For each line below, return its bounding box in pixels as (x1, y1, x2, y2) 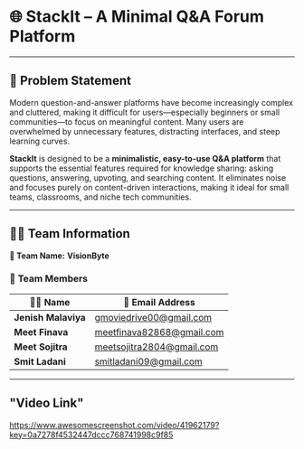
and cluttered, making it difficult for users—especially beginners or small (9, 107, 280, 117)
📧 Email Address (123, 295, 196, 308)
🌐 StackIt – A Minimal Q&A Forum (9, 6, 265, 27)
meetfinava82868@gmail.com (94, 325, 224, 338)
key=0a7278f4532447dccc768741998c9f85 (9, 429, 174, 440)
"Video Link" (9, 396, 84, 411)
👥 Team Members (9, 273, 89, 285)
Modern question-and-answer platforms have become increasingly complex (9, 97, 294, 108)
